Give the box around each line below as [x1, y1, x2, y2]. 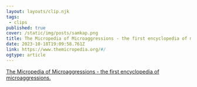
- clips [8, 19, 28, 25]
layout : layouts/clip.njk [6, 8, 69, 15]
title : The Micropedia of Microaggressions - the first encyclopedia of [6, 36, 188, 41]
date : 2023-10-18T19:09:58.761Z [6, 41, 85, 47]
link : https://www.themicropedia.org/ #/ [6, 47, 107, 53]
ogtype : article [6, 52, 46, 58]
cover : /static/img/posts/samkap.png [6, 30, 98, 36]
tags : [6, 14, 19, 20]
